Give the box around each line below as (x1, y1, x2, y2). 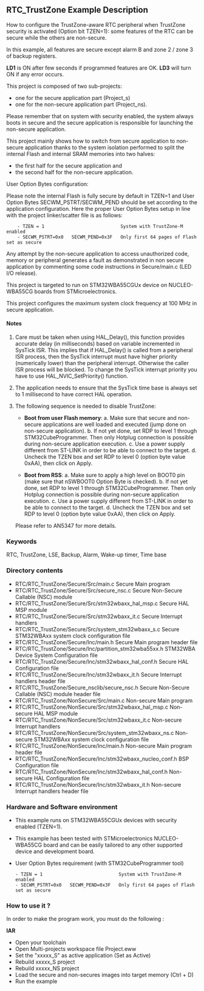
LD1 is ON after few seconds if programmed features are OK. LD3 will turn (6, 64, 191, 71)
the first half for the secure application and (15, 162, 123, 169)
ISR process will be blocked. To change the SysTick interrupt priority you (15, 366, 197, 374)
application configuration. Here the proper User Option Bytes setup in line (6, 205, 191, 212)
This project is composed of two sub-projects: (6, 82, 123, 90)
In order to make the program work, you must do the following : (6, 915, 165, 923)
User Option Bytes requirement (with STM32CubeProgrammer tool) (15, 859, 184, 867)
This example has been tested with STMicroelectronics (15, 834, 153, 842)
